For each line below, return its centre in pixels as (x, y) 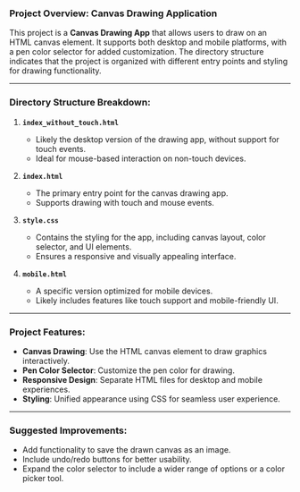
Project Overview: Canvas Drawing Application (113, 13)
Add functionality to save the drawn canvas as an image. (126, 450)
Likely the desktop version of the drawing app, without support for (157, 139)
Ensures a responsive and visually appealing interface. (136, 256)
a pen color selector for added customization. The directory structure (137, 52)
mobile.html (44, 274)
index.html (42, 176)
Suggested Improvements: (68, 430)
